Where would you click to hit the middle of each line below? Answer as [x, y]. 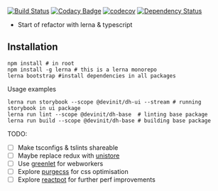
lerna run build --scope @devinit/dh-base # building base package [109, 121]
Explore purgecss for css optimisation [73, 171]
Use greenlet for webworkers [60, 163]
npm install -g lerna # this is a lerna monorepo [82, 70]
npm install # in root [41, 63]
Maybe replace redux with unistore [69, 155]
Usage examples [32, 89]
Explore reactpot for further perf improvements [87, 180]
